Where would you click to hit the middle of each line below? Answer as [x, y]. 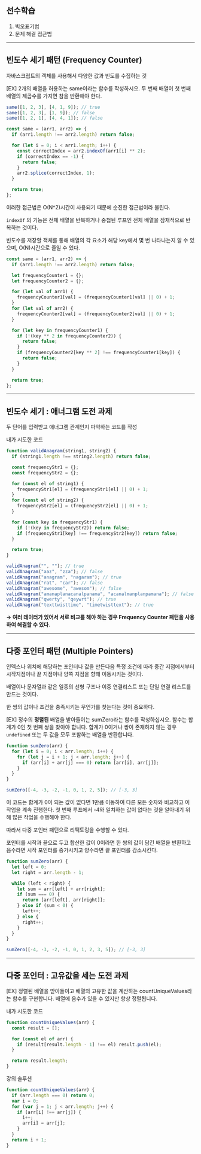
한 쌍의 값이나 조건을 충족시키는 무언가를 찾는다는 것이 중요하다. [80, 707]
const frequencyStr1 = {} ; [45, 467]
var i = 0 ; [25, 1101]
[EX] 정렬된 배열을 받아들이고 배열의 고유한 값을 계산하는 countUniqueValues [97, 991]
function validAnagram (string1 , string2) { [61, 451]
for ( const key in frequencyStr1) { [57, 522]
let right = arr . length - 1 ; [48, 872]
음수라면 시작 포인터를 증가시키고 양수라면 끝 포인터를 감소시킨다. [82, 850]
